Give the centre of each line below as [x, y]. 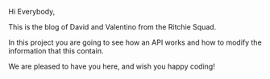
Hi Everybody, [32, 12]
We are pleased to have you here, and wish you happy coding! [112, 66]
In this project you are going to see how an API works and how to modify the [135, 42]
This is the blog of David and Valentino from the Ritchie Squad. [112, 27]
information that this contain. [56, 51]
